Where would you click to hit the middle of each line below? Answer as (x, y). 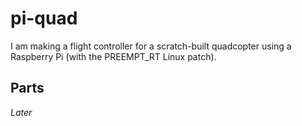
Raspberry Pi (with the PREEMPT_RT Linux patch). (113, 56)
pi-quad (44, 18)
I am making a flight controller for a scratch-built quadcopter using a (151, 46)
